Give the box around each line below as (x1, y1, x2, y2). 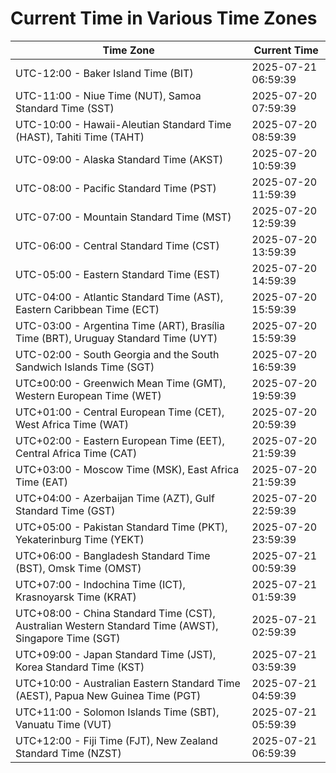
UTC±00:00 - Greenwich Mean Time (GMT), (15, 376, 227, 390)
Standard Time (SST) (15, 101, 115, 115)
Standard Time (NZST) (15, 746, 122, 760)
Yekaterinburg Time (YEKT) (15, 532, 145, 546)
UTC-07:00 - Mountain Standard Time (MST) (15, 210, 232, 224)
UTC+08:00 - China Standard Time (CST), (15, 606, 216, 620)
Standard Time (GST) (15, 503, 116, 517)
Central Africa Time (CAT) (15, 446, 138, 460)
